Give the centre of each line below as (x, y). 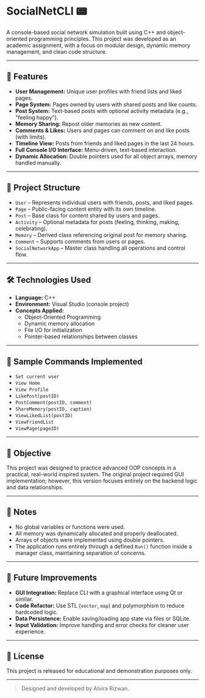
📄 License (25, 656)
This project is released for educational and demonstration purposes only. (99, 671)
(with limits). (31, 137)
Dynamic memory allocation (59, 324)
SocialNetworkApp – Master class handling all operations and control (100, 248)
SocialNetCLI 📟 (47, 11)
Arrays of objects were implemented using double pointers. (90, 540)
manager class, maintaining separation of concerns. (81, 553)
